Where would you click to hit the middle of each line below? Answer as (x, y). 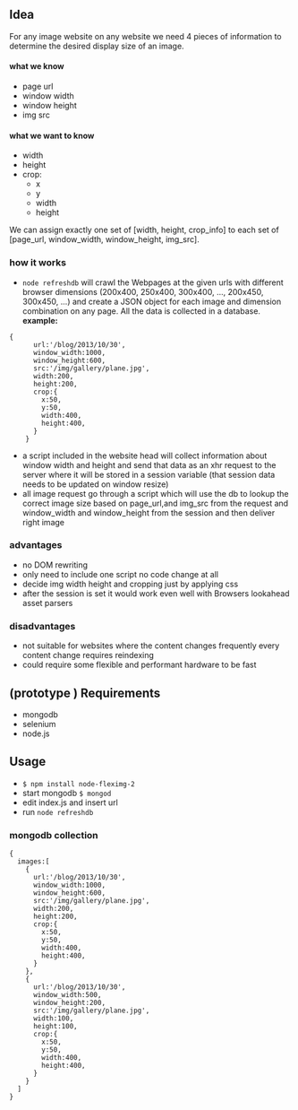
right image (43, 522)
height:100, (55, 1027)
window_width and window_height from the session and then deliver (149, 512)
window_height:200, (69, 1003)
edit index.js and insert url (70, 802)
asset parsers (47, 603)
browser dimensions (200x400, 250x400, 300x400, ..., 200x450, (143, 291)
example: (40, 320)
